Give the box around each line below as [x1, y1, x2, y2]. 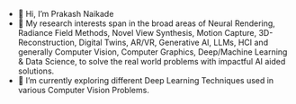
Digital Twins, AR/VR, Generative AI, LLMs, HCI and [78, 37, 268, 48]
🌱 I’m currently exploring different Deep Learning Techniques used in [17, 75, 274, 85]
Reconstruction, [17, 37, 77, 48]
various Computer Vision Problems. [17, 85, 150, 95]
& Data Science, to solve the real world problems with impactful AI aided [17, 56, 286, 66]
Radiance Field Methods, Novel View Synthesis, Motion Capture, [17, 28, 257, 38]
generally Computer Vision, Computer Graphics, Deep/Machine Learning [17, 47, 288, 57]
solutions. [17, 65, 55, 76]
